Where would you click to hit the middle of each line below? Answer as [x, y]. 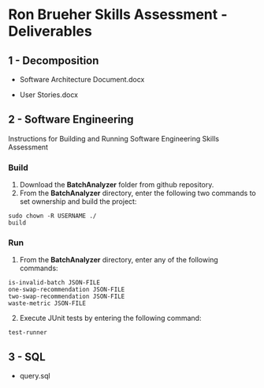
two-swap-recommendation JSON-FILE [67, 297]
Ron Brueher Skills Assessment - [118, 15]
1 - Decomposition [54, 60]
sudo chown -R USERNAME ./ [52, 216]
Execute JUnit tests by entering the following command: [110, 318]
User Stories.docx [49, 95]
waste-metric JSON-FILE [47, 303]
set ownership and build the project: [78, 202]
